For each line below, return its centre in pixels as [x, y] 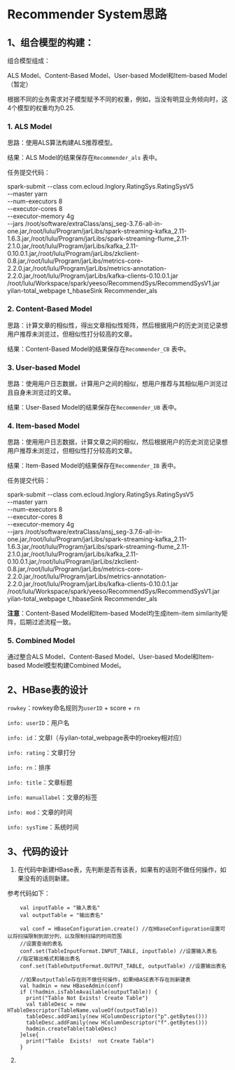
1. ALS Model [30, 126]
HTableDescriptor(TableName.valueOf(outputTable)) [83, 1010]
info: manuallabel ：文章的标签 [52, 797]
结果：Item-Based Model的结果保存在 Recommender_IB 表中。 [93, 466]
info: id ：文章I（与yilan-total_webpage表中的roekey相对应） [97, 738]
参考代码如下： [29, 893]
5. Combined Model [41, 641]
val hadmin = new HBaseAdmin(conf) [72, 986]
